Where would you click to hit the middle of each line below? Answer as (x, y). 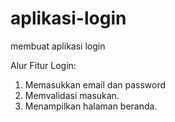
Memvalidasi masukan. (72, 95)
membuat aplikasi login (58, 46)
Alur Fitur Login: (43, 65)
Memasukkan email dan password (95, 84)
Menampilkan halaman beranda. (91, 106)
